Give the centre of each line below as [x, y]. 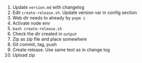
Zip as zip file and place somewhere [50, 39]
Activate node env [31, 23]
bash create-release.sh [37, 29]
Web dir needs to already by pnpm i [49, 18]
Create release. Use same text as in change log [61, 50]
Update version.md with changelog [48, 7]
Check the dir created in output [45, 34]
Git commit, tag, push [34, 44]
